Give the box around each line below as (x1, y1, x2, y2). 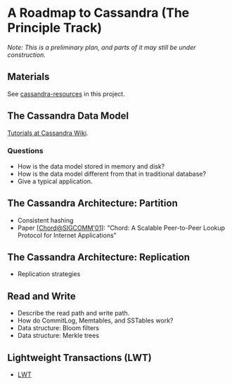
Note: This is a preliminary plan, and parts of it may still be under (7, 43, 196, 51)
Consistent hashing (17, 216, 74, 224)
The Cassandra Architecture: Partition (7, 197, 178, 209)
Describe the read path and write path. (17, 309, 130, 318)
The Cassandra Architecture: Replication (7, 252, 190, 263)
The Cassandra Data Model (7, 110, 129, 122)
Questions (7, 146, 44, 156)
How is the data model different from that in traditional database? (17, 169, 206, 178)
